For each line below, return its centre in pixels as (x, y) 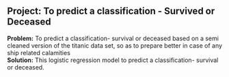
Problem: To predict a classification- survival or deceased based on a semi (113, 38)
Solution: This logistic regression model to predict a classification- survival (113, 60)
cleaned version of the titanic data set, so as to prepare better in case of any (115, 45)
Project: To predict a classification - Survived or (111, 11)
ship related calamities (39, 52)
